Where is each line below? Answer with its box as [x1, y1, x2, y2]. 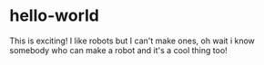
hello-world [9, 5, 100, 26]
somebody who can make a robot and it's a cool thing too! [9, 44, 228, 55]
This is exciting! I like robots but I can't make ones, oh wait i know [9, 35, 255, 46]
